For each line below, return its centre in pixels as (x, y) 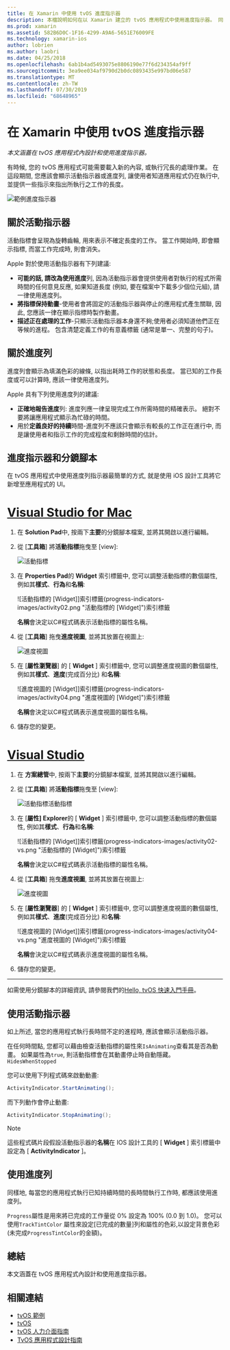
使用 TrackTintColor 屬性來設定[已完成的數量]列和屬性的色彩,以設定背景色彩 (114, 1224)
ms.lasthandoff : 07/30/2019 (47, 90)
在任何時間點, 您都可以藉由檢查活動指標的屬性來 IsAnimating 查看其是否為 (110, 1046)
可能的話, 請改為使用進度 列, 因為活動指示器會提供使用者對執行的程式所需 (119, 278)
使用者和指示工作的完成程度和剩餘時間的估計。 (95, 434)
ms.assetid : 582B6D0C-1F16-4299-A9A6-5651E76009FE (81, 33)
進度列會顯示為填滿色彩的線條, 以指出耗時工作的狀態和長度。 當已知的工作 (112, 371)
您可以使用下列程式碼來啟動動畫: (53, 1075)
